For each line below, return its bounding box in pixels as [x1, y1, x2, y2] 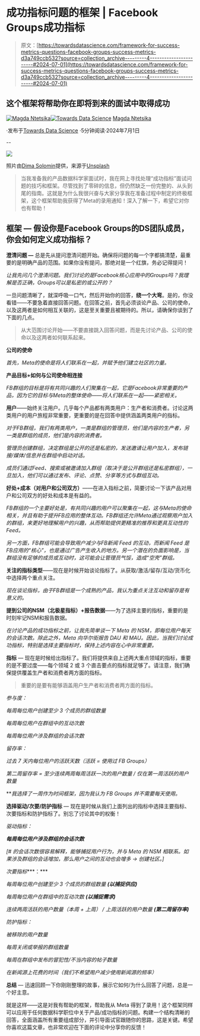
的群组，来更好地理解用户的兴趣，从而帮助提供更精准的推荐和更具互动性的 [6, 519, 188, 526]
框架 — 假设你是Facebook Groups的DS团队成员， [6, 224, 189, 234]
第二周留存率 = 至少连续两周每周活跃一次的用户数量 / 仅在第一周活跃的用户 [6, 770, 189, 777]
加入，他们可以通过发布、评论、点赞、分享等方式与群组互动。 [11, 472, 162, 479]
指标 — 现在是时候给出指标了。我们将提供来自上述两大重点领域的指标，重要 [6, 654, 191, 661]
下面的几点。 [6, 313, 37, 321]
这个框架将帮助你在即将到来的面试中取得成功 [6, 98, 170, 109]
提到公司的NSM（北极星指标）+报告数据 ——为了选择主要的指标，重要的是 [6, 606, 189, 614]
